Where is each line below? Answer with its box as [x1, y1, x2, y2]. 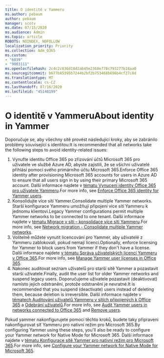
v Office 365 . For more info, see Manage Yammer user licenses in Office [12, 255, 156, 261]
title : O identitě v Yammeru [5, 7, 64, 12]
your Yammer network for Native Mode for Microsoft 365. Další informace [5, 332, 153, 338]
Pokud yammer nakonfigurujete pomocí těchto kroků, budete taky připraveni [5, 316, 159, 323]
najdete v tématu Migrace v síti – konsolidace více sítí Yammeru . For [12, 219, 148, 225]
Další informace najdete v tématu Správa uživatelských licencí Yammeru [12, 250, 157, 256]
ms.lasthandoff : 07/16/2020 [5, 84, 62, 89]
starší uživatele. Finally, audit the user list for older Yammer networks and [12, 271, 159, 277]
